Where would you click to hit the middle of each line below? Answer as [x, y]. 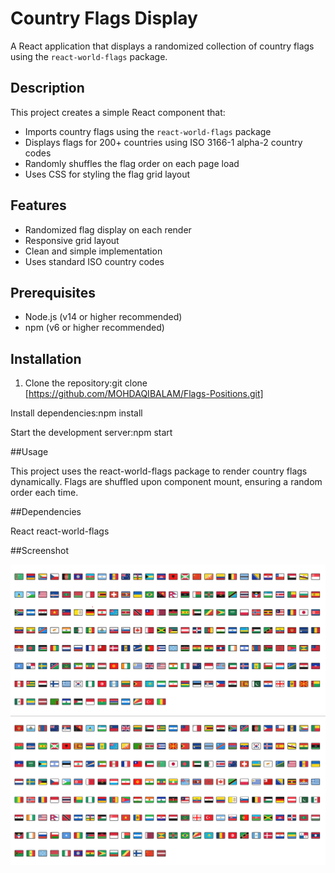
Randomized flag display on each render [108, 229]
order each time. [44, 493]
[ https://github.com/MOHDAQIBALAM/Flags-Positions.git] [144, 394]
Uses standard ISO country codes [94, 261]
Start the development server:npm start [91, 433]
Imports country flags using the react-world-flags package [148, 131]
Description [47, 88]
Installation [46, 358]
